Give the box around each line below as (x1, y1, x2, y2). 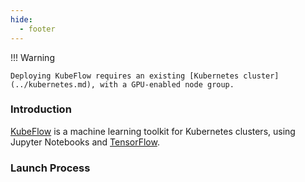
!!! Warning (10, 51, 55, 63)
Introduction (10, 102, 72, 116)
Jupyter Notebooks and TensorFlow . (10, 136, 160, 148)
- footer (19, 24, 56, 34)
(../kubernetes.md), (10, 79, 97, 90)
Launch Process (10, 161, 91, 175)
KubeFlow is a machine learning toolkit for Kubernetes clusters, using (10, 125, 296, 137)
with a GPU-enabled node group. (99, 79, 235, 90)
